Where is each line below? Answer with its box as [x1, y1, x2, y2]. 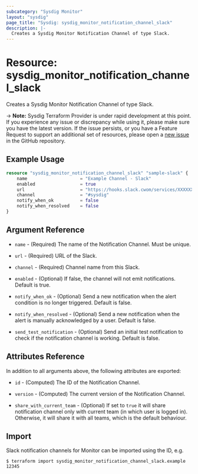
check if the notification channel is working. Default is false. [14, 335, 160, 342]
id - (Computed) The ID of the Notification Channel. [14, 379, 140, 386]
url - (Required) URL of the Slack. [14, 252, 97, 259]
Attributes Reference [6, 352, 85, 362]
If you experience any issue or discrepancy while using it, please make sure [6, 119, 190, 126]
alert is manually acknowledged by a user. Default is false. [14, 317, 156, 324]
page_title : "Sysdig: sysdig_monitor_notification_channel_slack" [6, 20, 173, 25]
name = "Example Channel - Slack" [16, 176, 151, 181]
